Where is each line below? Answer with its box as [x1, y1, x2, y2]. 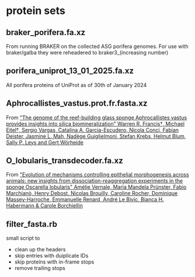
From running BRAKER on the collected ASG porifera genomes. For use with [6, 43, 189, 50]
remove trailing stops [14, 265, 65, 272]
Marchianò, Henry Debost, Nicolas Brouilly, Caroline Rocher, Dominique [6, 190, 178, 197]
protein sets [6, 4, 65, 18]
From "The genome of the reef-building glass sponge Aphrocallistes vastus [6, 114, 187, 121]
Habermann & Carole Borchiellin [6, 202, 83, 209]
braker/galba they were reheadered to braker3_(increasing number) [6, 49, 169, 56]
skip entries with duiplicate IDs [14, 252, 89, 259]
